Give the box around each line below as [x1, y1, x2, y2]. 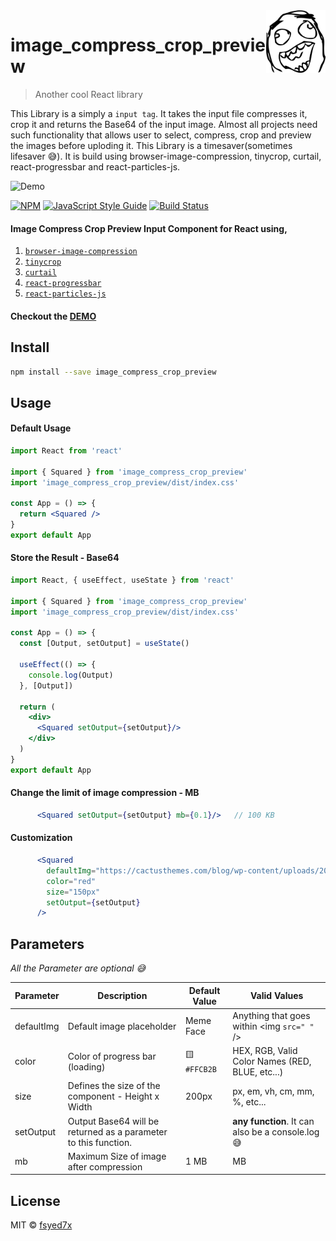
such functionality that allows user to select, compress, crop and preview [10, 129, 312, 141]
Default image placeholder [67, 1020, 177, 1032]
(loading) [67, 1060, 106, 1073]
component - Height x [67, 1090, 160, 1103]
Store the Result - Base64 [10, 552, 120, 564]
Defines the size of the [67, 1080, 161, 1092]
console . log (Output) [28, 670, 114, 680]
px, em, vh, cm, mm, [232, 1085, 315, 1097]
